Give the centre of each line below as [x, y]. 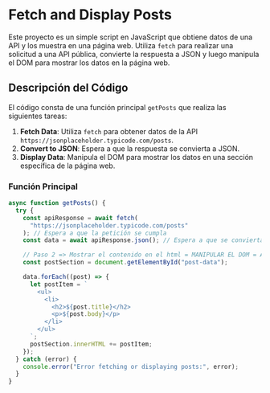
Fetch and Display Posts [90, 15]
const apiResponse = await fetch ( [80, 218]
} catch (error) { [47, 359]
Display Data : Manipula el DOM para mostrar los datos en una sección [137, 157]
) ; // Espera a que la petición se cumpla [95, 233]
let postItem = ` [59, 284]
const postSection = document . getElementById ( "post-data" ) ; [125, 263]
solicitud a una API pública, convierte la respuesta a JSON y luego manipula [134, 54]
